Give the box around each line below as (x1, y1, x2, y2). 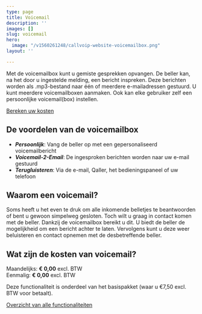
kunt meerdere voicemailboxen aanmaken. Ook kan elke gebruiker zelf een (6, 89, 192, 96)
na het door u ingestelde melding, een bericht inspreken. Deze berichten (6, 76, 186, 83)
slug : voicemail (6, 31, 47, 37)
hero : (6, 37, 20, 43)
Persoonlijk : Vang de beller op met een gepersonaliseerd (14, 140, 158, 148)
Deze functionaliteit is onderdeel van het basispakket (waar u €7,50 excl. (6, 283, 187, 290)
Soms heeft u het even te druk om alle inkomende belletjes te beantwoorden (6, 206, 196, 213)
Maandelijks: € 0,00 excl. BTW (6, 265, 83, 272)
